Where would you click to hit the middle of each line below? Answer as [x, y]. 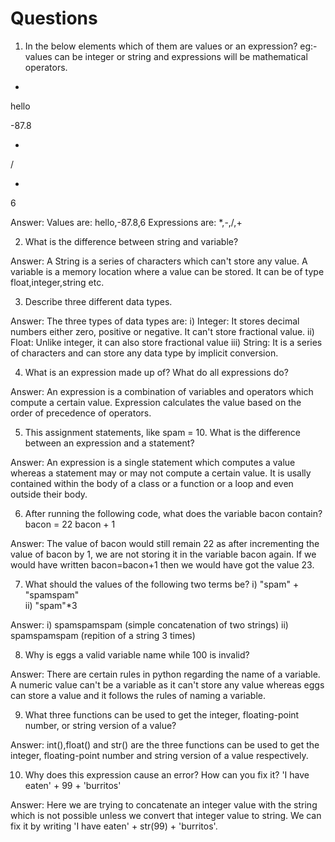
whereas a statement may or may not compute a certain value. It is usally [161, 473]
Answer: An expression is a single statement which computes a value [153, 462]
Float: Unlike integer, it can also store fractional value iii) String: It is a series [166, 342]
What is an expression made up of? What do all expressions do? [156, 372]
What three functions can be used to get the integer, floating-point [162, 714]
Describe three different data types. [98, 301]
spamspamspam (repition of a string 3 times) [103, 635]
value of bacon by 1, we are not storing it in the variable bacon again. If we [163, 554]
